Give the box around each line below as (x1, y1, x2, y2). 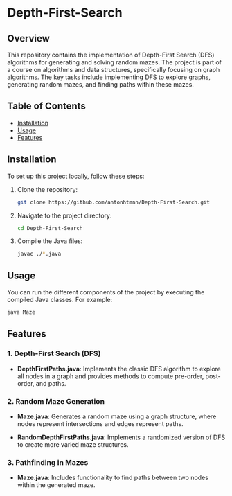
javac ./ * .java (17, 251, 62, 258)
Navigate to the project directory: (17, 211, 112, 220)
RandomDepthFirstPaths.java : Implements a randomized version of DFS (17, 433, 226, 441)
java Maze (7, 309, 36, 316)
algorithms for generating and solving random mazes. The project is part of (7, 58, 222, 67)
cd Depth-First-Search (17, 224, 83, 231)
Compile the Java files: (17, 237, 83, 245)
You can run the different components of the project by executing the (7, 288, 205, 296)
